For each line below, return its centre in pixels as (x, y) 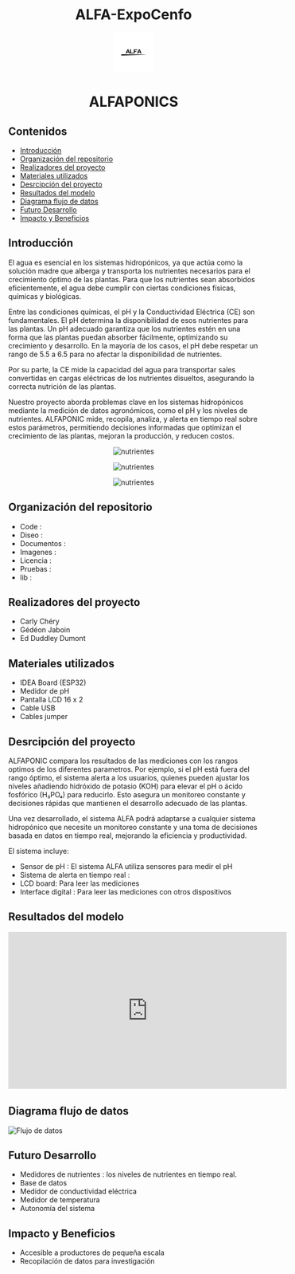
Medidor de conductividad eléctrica (78, 1191)
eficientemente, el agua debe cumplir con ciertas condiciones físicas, (122, 288)
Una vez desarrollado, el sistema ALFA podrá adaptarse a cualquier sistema (132, 818)
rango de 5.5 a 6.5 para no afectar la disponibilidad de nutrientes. (115, 354)
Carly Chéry (39, 621)
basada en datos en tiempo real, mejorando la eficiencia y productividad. (128, 836)
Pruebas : (35, 568)
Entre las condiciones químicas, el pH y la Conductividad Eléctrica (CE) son (132, 312)
